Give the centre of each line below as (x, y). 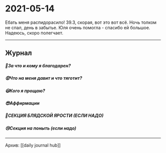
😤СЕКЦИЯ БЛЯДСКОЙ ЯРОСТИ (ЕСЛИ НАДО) (54, 116)
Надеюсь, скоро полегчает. (34, 33)
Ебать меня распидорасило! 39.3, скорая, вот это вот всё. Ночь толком (81, 22)
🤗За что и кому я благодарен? (38, 65)
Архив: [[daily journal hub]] (33, 145)
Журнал (19, 53)
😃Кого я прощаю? (25, 91)
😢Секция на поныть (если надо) (41, 128)
